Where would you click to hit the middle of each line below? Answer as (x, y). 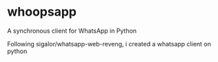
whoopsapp (42, 12)
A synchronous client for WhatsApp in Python (72, 31)
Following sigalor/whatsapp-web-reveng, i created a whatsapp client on (109, 44)
